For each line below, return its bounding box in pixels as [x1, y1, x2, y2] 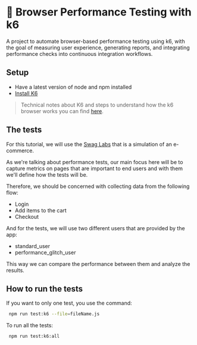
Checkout [14, 213, 39, 220]
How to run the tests [6, 284, 83, 294]
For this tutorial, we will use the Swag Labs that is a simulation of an [6, 140, 173, 148]
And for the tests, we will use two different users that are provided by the [6, 224, 186, 231]
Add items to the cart [14, 206, 67, 214]
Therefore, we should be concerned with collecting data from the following [6, 183, 190, 190]
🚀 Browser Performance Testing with [6, 5, 192, 19]
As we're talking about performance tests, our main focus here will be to [6, 158, 183, 165]
